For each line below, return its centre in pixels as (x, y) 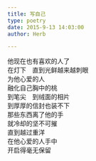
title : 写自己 (27, 14)
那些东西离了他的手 (36, 115)
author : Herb (27, 34)
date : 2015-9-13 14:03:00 (46, 27)
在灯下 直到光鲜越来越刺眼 (48, 70)
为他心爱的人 (26, 79)
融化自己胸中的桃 (32, 88)
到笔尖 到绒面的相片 (38, 97)
